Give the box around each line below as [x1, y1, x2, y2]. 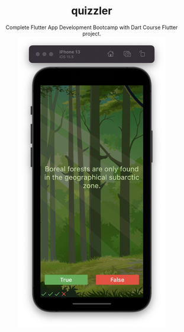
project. [82, 30, 102, 37]
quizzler [71, 4, 112, 18]
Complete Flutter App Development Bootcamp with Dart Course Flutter [5, 24, 178, 31]
